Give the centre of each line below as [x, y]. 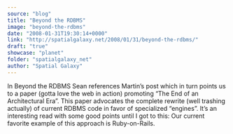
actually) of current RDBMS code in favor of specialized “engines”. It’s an [112, 108]
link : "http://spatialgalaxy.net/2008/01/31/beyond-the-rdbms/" [103, 40]
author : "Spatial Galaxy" [45, 66]
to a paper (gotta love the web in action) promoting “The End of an [103, 93]
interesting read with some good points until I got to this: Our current [106, 116]
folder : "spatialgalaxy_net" [50, 60]
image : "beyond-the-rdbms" [47, 27]
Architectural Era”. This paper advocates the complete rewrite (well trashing [116, 101]
